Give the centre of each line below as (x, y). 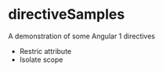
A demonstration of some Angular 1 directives (81, 36)
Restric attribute (45, 51)
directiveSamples (67, 14)
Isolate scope (41, 59)
